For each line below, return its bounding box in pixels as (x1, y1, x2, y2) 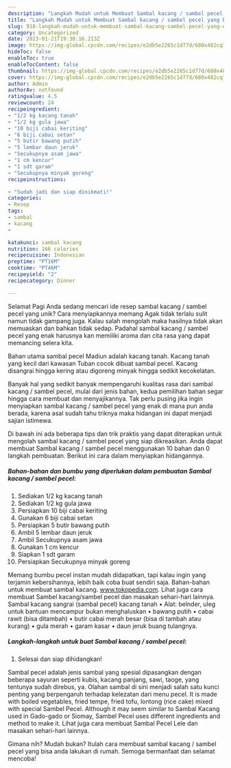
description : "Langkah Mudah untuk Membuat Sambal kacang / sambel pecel (8, 10, 223, 17)
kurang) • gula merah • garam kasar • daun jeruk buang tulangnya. (8, 622, 197, 630)
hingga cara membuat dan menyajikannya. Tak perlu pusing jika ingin (8, 394, 203, 402)
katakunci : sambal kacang (8, 239, 82, 246)
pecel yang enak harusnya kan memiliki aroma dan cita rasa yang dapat (8, 331, 210, 340)
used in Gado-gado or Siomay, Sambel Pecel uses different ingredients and (8, 712, 221, 720)
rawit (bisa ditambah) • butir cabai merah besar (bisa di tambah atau (8, 614, 202, 622)
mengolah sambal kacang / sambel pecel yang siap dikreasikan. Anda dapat (8, 437, 223, 445)
